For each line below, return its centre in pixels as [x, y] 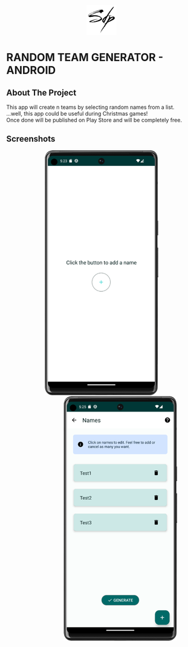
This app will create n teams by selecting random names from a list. [90, 107]
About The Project [41, 92]
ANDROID [31, 71]
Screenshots [31, 139]
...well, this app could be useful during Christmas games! [77, 113]
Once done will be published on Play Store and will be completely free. [94, 120]
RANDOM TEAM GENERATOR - [85, 57]
